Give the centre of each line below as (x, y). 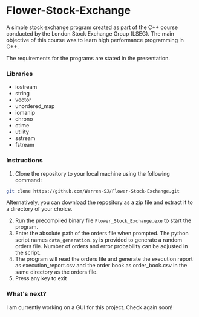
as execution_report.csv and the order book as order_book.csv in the (101, 266)
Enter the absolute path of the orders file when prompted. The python (102, 234)
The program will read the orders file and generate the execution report (104, 259)
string (22, 94)
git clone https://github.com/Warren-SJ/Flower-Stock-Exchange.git (93, 191)
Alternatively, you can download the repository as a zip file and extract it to (100, 202)
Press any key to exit (41, 278)
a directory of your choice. (39, 209)
